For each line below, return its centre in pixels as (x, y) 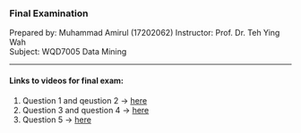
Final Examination (49, 13)
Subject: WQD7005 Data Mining (68, 52)
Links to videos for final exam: (66, 80)
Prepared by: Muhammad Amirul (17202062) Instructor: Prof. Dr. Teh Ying (145, 33)
